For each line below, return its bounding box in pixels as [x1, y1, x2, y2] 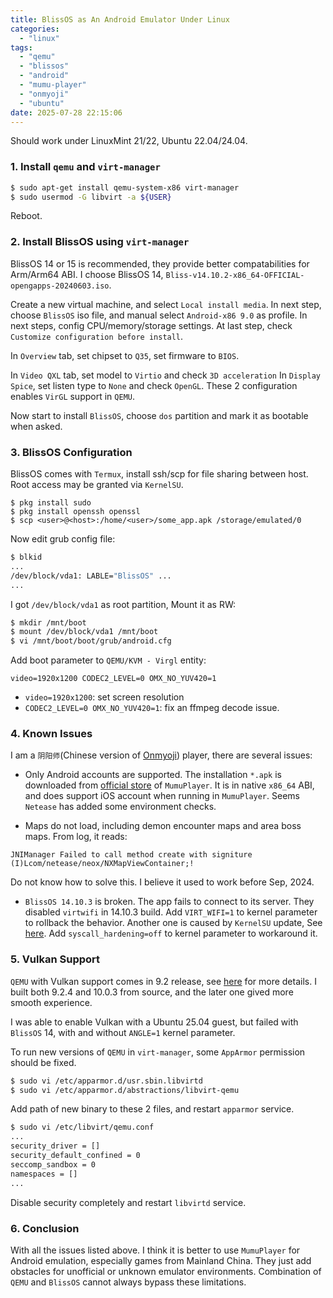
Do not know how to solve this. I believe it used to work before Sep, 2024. [10, 876, 315, 888]
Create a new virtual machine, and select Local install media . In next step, [10, 298, 322, 310]
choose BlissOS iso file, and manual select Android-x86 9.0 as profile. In [10, 309, 308, 321]
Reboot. [10, 210, 43, 222]
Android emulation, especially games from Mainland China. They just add [10, 1254, 312, 1266]
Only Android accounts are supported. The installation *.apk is [24, 769, 282, 781]
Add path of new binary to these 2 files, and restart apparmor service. [10, 1103, 295, 1115]
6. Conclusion [10, 1221, 80, 1235]
